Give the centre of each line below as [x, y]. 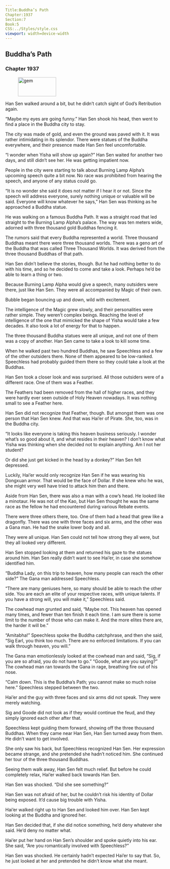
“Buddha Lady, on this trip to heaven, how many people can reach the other [84, 573]
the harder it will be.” [27, 625]
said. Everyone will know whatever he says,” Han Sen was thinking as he [81, 201]
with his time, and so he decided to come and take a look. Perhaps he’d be [83, 269]
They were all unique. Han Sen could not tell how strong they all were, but [82, 537]
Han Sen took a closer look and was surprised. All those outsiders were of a [84, 377]
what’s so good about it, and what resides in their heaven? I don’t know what [85, 439]
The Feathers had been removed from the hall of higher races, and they [80, 392]
